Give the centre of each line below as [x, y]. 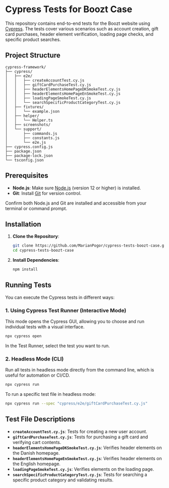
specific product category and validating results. [63, 480]
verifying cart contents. [37, 442]
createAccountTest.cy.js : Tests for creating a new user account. [80, 431]
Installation [23, 224]
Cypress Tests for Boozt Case [69, 9]
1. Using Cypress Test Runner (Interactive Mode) [66, 310]
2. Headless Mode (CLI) [35, 359]
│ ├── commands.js [31, 133]
